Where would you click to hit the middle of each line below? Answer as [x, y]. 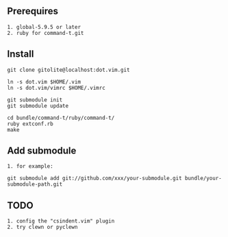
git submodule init [35, 100]
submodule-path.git [35, 184]
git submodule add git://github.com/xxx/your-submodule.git [95, 178]
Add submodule [42, 151]
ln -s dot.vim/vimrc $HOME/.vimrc [56, 88]
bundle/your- [203, 178]
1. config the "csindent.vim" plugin [61, 221]
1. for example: [30, 166]
